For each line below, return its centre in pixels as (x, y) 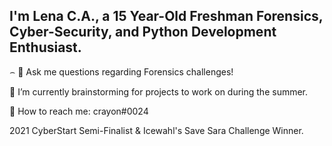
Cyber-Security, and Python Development (143, 32)
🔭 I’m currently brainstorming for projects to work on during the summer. (159, 91)
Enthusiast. (45, 47)
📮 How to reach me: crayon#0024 (79, 111)
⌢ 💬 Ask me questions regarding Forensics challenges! (121, 71)
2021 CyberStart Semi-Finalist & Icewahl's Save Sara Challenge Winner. (156, 130)
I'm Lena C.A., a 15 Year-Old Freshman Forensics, (166, 16)
